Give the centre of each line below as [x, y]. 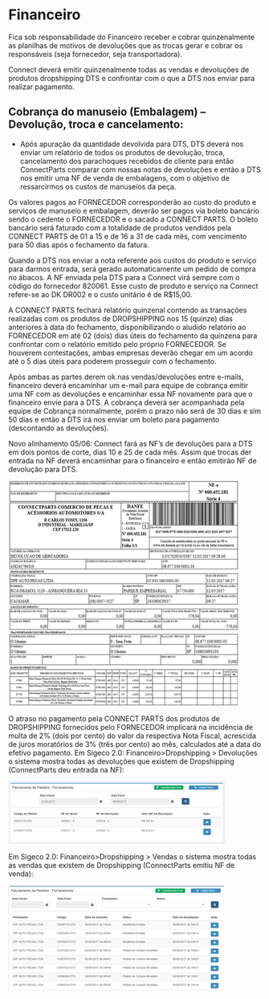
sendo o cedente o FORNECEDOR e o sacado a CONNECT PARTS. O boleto [133, 219]
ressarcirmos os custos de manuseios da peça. [98, 186]
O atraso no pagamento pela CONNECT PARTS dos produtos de [114, 718]
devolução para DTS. [43, 469]
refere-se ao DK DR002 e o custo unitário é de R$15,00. [100, 294]
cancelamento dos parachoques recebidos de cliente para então [127, 161]
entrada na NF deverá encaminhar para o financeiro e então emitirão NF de [132, 460]
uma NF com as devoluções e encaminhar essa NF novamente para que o [130, 393]
